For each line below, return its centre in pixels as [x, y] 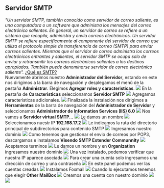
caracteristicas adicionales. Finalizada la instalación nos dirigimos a [76, 100]
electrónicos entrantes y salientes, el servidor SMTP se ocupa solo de [76, 56]
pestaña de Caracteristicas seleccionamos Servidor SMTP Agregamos [80, 94]
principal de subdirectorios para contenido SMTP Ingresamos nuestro [78, 128]
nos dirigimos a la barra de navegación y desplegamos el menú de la [74, 82]
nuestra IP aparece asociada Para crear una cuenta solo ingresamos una [81, 158]
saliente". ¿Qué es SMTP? [31, 72]
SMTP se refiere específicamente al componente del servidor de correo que [82, 41]
